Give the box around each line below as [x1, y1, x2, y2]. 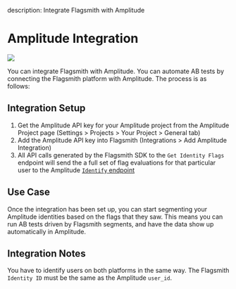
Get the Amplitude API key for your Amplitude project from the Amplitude [17, 121, 230, 129]
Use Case [7, 186, 51, 198]
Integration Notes [7, 248, 86, 259]
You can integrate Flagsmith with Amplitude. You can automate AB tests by [7, 67, 224, 75]
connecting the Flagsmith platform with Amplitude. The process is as [7, 74, 207, 83]
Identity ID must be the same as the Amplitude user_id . [7, 274, 173, 282]
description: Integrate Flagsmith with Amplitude [7, 6, 145, 14]
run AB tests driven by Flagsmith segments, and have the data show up [7, 219, 214, 228]
